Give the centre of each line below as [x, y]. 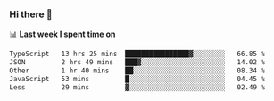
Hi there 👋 [31, 14]
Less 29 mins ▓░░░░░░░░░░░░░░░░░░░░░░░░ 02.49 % [137, 87]
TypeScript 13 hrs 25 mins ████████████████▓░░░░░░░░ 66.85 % [137, 54]
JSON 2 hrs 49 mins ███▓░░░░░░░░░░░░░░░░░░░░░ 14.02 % [137, 63]
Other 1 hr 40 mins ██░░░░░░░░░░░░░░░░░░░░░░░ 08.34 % [137, 71]
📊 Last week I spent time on [62, 34]
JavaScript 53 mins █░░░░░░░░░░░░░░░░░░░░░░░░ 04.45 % [137, 79]
